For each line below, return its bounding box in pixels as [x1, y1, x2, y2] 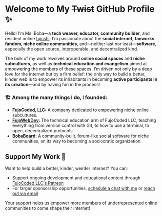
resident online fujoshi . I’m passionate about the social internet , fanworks [5, 35, 155, 41]
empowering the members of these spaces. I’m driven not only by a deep [5, 66, 152, 72]
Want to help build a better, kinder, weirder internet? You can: [5, 166, 128, 171]
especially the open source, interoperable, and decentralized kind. [5, 46, 138, 52]
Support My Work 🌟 [5, 152, 66, 161]
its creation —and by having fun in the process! [5, 81, 100, 87]
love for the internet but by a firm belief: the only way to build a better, [5, 71, 146, 77]
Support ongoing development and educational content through [12, 175, 141, 181]
